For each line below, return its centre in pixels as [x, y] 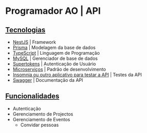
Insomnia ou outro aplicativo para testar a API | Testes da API [77, 75]
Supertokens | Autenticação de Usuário [54, 64]
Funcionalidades [33, 96]
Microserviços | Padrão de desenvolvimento [59, 69]
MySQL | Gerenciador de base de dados [55, 58]
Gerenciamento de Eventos [41, 119]
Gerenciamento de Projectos [43, 114]
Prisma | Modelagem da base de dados [54, 48]
